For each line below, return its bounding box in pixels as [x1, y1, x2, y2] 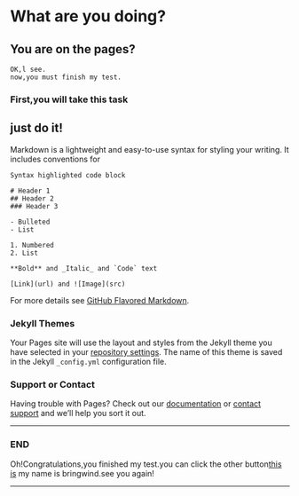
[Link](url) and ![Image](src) [10, 279, 126, 288]
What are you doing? [10, 6, 167, 27]
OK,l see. [10, 65, 47, 74]
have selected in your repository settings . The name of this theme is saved [10, 347, 283, 358]
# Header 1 [10, 186, 51, 195]
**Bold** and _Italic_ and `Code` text [10, 264, 158, 272]
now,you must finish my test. [10, 73, 122, 82]
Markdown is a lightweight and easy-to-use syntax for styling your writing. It [10, 144, 289, 154]
